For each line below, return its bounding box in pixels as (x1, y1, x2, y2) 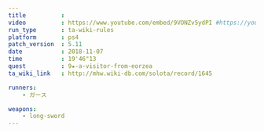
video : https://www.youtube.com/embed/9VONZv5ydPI (8, 19, 213, 27)
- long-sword (22, 112, 65, 120)
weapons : (8, 105, 37, 113)
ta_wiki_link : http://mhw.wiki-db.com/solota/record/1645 (8, 70, 213, 77)
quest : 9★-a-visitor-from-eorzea (8, 62, 153, 70)
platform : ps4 (8, 33, 79, 41)
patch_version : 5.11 (8, 41, 82, 48)
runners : (8, 84, 37, 91)
